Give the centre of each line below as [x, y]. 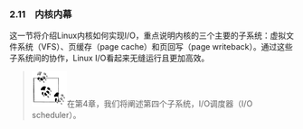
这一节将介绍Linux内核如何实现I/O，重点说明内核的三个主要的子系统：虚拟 [148, 36]
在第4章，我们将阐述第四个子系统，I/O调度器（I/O [160, 104]
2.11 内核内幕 [41, 14]
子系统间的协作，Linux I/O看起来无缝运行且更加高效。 [109, 58]
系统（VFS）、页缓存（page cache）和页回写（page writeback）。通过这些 [155, 47]
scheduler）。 [56, 115]
